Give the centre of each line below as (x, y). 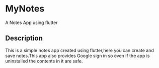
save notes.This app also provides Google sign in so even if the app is (77, 55)
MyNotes (25, 9)
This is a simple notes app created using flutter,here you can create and (80, 50)
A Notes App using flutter (31, 22)
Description (24, 38)
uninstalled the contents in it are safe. (44, 61)
